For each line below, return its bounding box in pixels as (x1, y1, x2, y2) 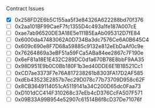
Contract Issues (6, 5, 45, 12)
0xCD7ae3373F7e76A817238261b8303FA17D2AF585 (14, 69, 144, 76)
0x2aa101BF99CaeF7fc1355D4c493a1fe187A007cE (14, 23, 137, 30)
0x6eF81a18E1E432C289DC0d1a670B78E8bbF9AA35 (14, 56, 144, 63)
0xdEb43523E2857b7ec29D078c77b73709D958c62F (14, 76, 146, 83)
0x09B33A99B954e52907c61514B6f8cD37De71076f (14, 96, 142, 103)
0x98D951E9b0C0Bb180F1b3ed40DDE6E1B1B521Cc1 (14, 63, 143, 70)
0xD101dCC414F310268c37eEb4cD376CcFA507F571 (14, 89, 143, 96)
